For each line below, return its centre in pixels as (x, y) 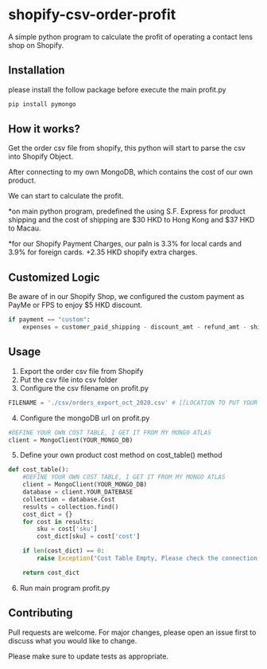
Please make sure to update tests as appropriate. (89, 656)
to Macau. (25, 228)
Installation (37, 71)
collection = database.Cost (69, 499)
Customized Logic (54, 277)
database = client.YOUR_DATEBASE (78, 492)
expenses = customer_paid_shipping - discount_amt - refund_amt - (135, 327)
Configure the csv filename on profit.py (84, 388)
